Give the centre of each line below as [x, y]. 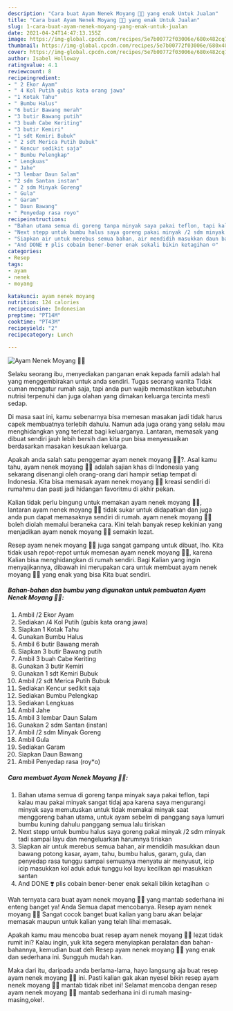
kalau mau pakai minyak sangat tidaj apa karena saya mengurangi [112, 802]
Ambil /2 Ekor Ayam [46, 615]
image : [17, 39]
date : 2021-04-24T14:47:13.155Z [54, 33]
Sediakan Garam [41, 747]
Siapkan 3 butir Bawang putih [60, 651]
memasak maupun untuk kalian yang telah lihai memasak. [90, 922]
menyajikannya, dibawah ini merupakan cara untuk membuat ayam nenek [112, 567]
